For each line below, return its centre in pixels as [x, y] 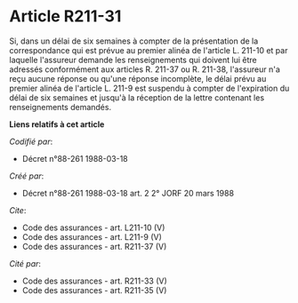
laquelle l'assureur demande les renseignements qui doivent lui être [133, 60]
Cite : [18, 210]
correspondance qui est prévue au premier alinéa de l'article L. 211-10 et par [149, 50]
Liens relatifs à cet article [57, 124]
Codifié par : [31, 141]
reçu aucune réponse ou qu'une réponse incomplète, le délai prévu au [138, 78]
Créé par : [27, 176]
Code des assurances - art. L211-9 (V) [92, 236]
